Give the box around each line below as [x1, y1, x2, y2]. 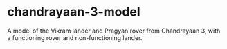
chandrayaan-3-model [7, 4, 140, 20]
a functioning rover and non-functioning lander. [7, 33, 143, 42]
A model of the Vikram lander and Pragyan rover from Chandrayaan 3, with [7, 27, 221, 35]
